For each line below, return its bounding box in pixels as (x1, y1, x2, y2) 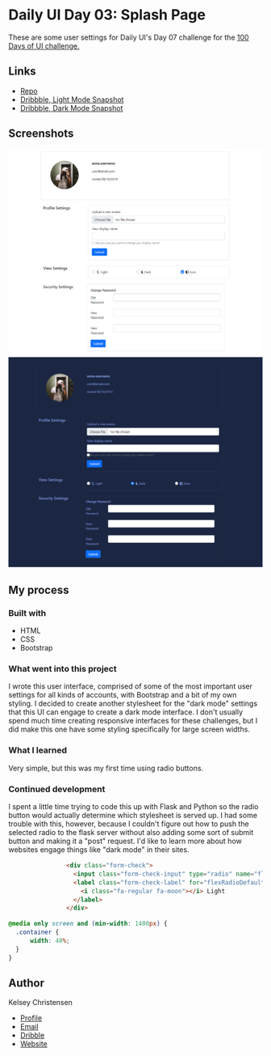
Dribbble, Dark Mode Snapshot (19, 103, 123, 112)
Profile (19, 1013, 43, 1023)
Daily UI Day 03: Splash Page (8, 6, 206, 24)
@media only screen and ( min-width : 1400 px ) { (8, 920, 168, 928)
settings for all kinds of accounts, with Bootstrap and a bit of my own (8, 690, 237, 700)
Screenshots (8, 127, 74, 141)
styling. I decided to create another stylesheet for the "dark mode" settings (8, 698, 258, 709)
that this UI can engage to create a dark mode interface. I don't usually (8, 707, 244, 717)
